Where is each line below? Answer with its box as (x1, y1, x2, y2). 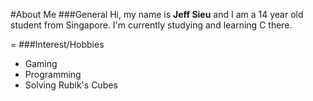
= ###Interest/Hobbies (10, 39, 105, 50)
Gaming (24, 58, 58, 69)
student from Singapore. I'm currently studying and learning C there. (10, 19, 293, 31)
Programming (24, 69, 82, 80)
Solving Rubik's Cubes (24, 79, 118, 91)
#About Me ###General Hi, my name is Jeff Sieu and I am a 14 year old (10, 9, 304, 20)
